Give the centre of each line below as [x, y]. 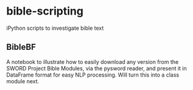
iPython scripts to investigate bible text [55, 28]
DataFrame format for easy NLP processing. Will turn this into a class [93, 75]
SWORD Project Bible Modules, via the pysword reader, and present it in [96, 68]
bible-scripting [45, 11]
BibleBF [21, 47]
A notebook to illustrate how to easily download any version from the [93, 61]
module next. [23, 81]
